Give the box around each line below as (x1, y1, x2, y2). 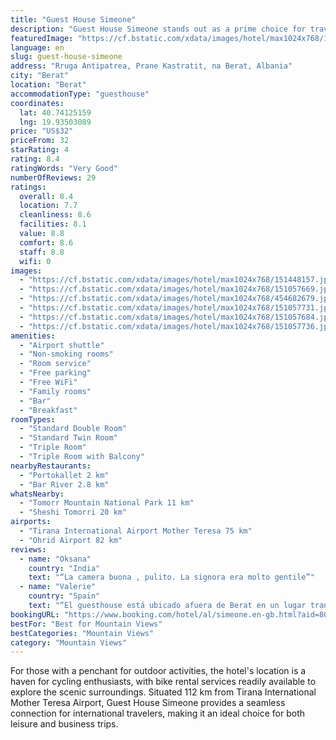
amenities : (10, 331, 56, 341)
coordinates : (10, 98, 65, 108)
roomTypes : (10, 414, 56, 425)
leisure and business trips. (10, 718, 119, 730)
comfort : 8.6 (19, 237, 74, 248)
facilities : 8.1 (19, 219, 87, 230)
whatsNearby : (10, 489, 65, 499)
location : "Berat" (10, 80, 87, 90)
